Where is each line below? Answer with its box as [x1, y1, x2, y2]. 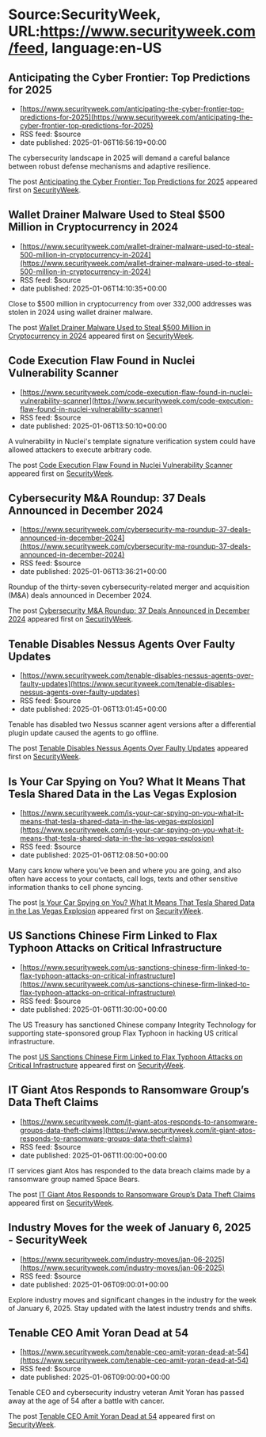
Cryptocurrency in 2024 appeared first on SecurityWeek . [8, 331, 195, 340]
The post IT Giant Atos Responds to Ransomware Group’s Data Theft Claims [8, 1189, 256, 1199]
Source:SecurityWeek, [8, 6, 161, 24]
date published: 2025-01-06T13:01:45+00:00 [19, 705, 168, 714]
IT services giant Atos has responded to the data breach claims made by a [8, 1165, 251, 1175]
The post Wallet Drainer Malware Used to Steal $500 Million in [8, 322, 211, 332]
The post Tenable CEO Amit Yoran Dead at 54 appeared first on [8, 1412, 215, 1421]
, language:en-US [44, 40, 162, 57]
